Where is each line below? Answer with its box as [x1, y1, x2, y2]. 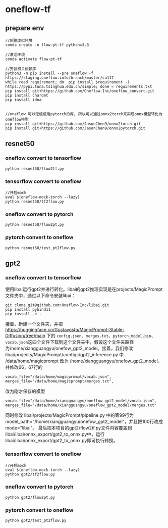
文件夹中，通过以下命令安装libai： [5, 293, 76, 299]
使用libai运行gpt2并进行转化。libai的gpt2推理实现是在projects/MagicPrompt [5, 286, 163, 293]
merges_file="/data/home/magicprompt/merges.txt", [5, 379, 114, 384]
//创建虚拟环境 [5, 38, 33, 43]
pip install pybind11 [5, 307, 51, 312]
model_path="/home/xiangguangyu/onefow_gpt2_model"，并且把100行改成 [5, 418, 163, 425]
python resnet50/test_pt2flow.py [5, 245, 76, 251]
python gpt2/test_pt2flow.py [5, 518, 67, 523]
